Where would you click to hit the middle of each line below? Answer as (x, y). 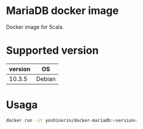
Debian (46, 79)
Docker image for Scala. (35, 27)
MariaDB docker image (62, 11)
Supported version (53, 50)
